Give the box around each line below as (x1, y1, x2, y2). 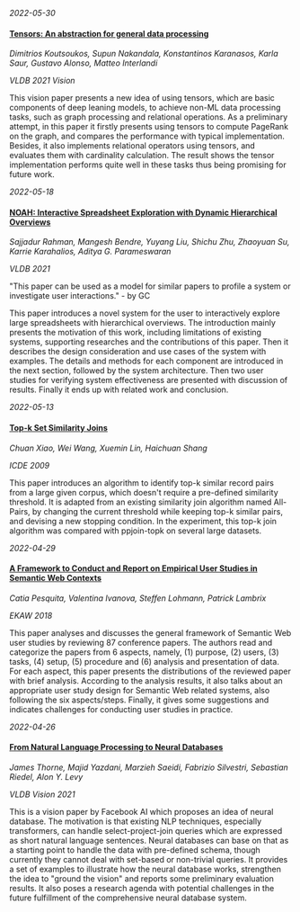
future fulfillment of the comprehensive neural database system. (9, 892, 247, 903)
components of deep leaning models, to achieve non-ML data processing (9, 103, 281, 113)
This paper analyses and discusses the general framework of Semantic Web (9, 627, 292, 638)
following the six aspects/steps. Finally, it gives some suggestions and (9, 694, 269, 705)
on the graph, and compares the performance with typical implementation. (9, 130, 286, 142)
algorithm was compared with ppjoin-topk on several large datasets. (9, 525, 262, 536)
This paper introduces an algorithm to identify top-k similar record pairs (9, 477, 274, 488)
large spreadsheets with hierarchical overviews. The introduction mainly (9, 317, 277, 328)
